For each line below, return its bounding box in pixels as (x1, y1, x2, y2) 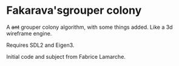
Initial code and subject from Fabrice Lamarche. (6, 53, 126, 60)
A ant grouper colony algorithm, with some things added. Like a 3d (6, 23, 173, 31)
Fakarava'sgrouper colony (6, 4, 142, 17)
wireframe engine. (6, 29, 52, 37)
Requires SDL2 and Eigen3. (6, 41, 75, 49)
